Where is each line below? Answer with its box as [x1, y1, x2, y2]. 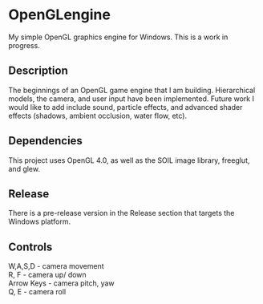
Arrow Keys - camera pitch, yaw [8, 278, 115, 288]
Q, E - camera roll [8, 287, 67, 297]
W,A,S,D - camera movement [8, 261, 104, 271]
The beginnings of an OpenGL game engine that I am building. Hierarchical [8, 85, 256, 95]
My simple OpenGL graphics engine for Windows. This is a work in [8, 32, 229, 42]
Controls [8, 240, 53, 253]
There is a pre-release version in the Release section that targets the [8, 209, 235, 218]
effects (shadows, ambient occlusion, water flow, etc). [8, 111, 188, 120]
